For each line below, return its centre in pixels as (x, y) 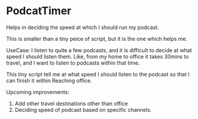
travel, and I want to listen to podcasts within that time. (73, 63)
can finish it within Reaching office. (49, 81)
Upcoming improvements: (38, 92)
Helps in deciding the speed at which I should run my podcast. (83, 27)
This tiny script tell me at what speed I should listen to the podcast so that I (98, 74)
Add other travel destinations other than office (71, 103)
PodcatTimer (39, 11)
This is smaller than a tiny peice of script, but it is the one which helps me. (97, 38)
